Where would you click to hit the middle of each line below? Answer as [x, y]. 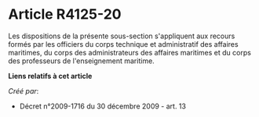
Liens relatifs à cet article [50, 76]
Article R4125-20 [65, 14]
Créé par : [24, 90]
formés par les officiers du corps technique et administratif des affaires [123, 44]
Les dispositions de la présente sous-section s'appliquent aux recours [122, 36]
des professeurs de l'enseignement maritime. [81, 61]
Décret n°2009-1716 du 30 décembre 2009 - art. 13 [103, 106]
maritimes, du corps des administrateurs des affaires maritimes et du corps [129, 52]
